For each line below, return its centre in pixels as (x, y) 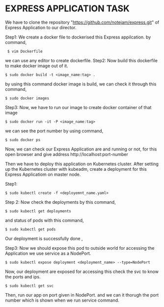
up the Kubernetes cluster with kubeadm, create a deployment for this (76, 169)
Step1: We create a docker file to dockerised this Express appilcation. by (78, 37)
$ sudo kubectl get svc (29, 286)
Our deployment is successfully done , (44, 238)
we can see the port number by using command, (54, 131)
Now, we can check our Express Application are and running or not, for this (81, 149)
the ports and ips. (23, 276)
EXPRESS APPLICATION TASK (68, 9)
